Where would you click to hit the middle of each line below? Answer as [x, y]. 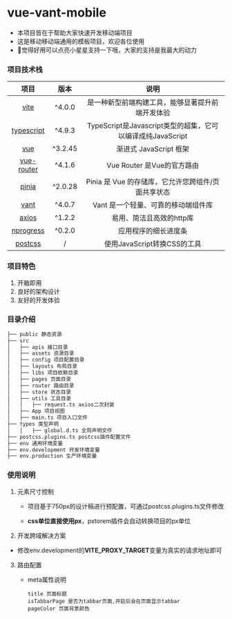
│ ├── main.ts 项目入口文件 [47, 418]
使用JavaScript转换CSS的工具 [153, 244]
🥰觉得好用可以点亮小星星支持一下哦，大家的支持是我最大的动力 [107, 50]
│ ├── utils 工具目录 [39, 398]
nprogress [28, 230]
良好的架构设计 [38, 291]
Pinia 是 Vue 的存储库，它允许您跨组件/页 [153, 182]
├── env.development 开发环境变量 [54, 450]
